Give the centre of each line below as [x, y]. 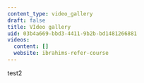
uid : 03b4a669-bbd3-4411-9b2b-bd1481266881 [72, 33]
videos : [19, 40]
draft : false [26, 20]
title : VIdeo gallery [39, 27]
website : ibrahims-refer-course [61, 53]
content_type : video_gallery [50, 14]
